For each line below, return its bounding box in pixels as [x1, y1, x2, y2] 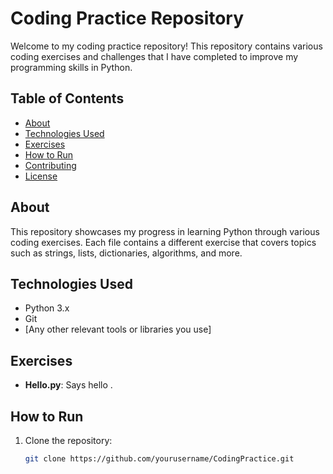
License [24, 170, 58, 182]
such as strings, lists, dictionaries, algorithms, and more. [10, 247, 243, 259]
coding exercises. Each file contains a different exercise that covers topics [10, 236, 317, 248]
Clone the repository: [24, 435, 113, 446]
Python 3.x [24, 302, 70, 314]
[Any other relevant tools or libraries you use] [24, 323, 212, 336]
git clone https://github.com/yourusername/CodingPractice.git [24, 454, 295, 464]
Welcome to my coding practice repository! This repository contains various [10, 40, 323, 52]
